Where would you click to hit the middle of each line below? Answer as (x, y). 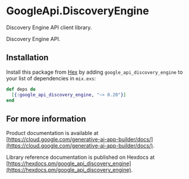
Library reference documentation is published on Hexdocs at (81, 157)
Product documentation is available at (52, 133)
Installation (27, 58)
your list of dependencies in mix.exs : (51, 78)
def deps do (21, 89)
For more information (46, 119)
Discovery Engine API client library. (49, 27)
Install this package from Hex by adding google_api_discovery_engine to (94, 72)
